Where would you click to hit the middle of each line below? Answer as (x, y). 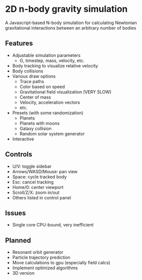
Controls (19, 154)
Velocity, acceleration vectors (50, 102)
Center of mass (35, 97)
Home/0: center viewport (38, 187)
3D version (23, 273)
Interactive (23, 139)
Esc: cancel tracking (33, 182)
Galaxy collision (35, 128)
